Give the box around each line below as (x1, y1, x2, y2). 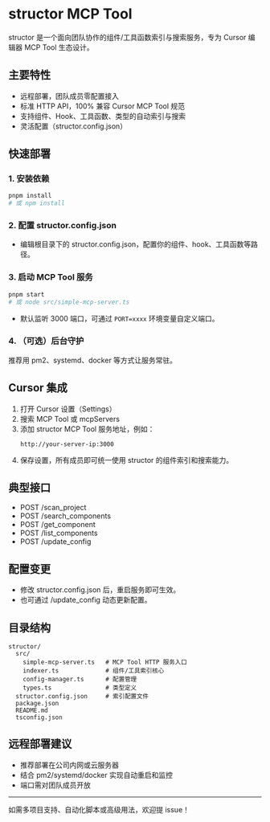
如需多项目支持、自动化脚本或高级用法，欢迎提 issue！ (8, 804, 190, 814)
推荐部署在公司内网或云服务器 (19, 760, 119, 770)
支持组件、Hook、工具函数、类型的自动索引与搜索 (19, 111, 186, 121)
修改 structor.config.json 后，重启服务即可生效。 (19, 585, 181, 595)
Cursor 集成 (8, 381, 68, 395)
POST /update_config (19, 537, 92, 546)
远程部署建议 (8, 737, 72, 751)
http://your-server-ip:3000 (19, 440, 114, 448)
